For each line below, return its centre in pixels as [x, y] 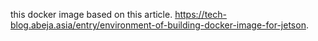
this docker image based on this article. [91, 14]
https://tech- [200, 14]
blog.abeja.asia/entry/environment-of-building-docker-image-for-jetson [158, 25]
